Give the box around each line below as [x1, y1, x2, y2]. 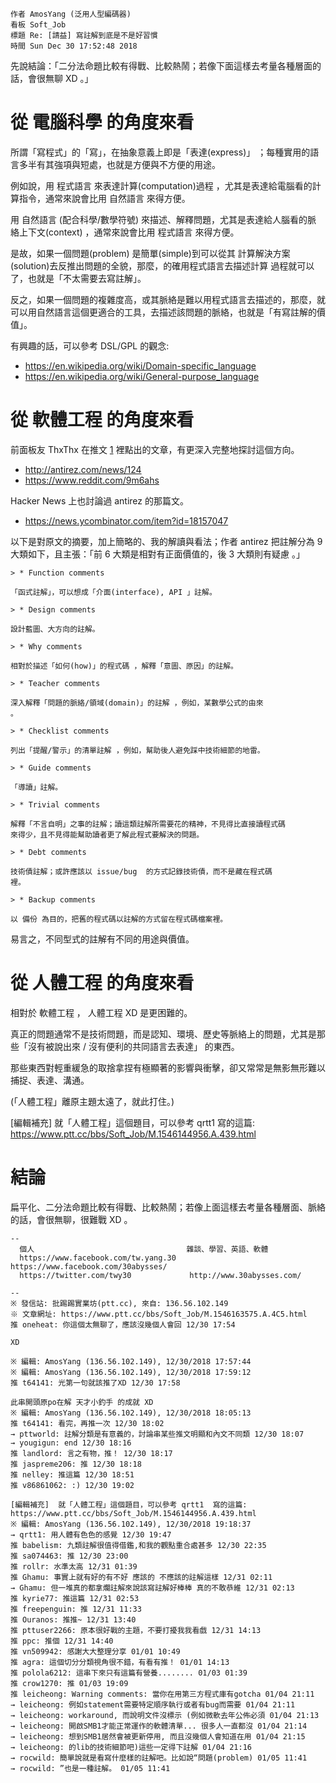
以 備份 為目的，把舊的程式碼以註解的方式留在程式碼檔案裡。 [10, 914, 228, 924]
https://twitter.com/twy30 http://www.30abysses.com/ [19, 1270, 302, 1280]
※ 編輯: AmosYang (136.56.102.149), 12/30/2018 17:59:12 [10, 1367, 252, 1377]
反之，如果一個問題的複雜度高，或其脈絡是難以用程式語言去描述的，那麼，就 [10, 293, 326, 305]
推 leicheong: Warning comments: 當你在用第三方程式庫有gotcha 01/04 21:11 [10, 1689, 315, 1699]
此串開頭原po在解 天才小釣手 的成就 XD [10, 1397, 154, 1407]
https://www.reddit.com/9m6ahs [24, 474, 160, 486]
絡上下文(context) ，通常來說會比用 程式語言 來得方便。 [10, 226, 240, 238]
